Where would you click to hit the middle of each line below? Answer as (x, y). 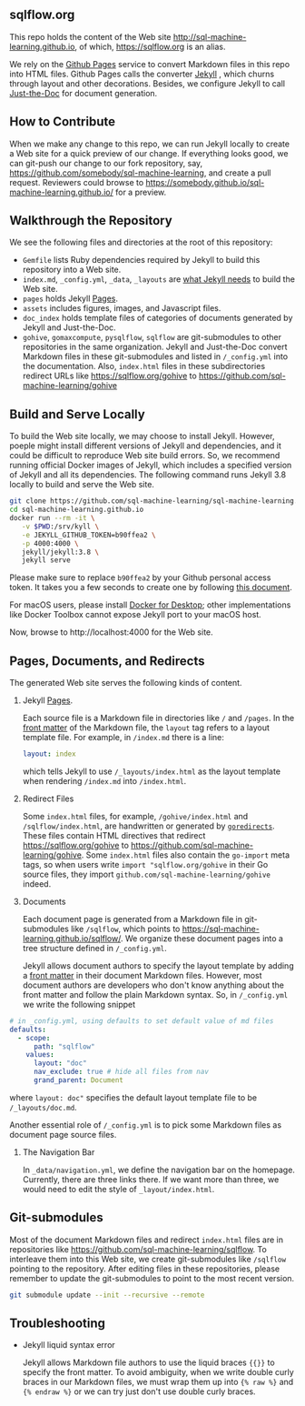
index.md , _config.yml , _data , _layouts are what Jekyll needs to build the (158, 279)
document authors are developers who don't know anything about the (153, 985)
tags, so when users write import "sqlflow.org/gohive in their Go (145, 864)
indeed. (37, 884)
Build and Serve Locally (77, 414)
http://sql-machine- (210, 36)
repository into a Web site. (72, 270)
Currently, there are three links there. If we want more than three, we (151, 1179)
